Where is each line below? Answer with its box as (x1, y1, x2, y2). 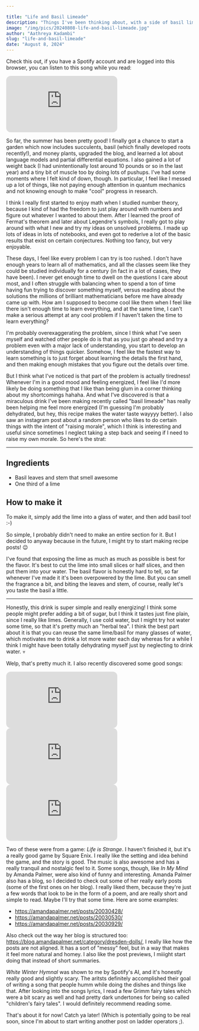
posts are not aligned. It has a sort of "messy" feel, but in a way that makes (6, 944, 190, 951)
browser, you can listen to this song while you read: (6, 64, 132, 71)
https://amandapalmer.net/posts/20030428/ (14, 908, 123, 915)
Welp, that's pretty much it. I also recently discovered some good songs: (6, 659, 183, 667)
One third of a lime (14, 480, 60, 487)
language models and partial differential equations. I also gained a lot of (6, 156, 181, 163)
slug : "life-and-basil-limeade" (6, 36, 86, 42)
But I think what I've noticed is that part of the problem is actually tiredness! (6, 372, 191, 379)
